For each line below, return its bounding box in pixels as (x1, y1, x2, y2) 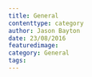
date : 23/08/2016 (8, 34, 66, 43)
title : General (8, 11, 59, 20)
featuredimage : (8, 42, 59, 50)
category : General (8, 49, 70, 57)
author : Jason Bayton (8, 26, 81, 34)
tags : (8, 57, 26, 65)
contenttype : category (8, 19, 84, 27)
